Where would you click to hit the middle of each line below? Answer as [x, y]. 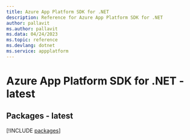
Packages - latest [40, 116]
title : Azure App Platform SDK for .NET [58, 12]
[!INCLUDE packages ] [33, 130]
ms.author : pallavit [32, 29]
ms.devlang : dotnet [31, 46]
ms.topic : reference [32, 40]
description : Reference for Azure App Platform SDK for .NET [85, 17]
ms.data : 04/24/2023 [32, 34]
